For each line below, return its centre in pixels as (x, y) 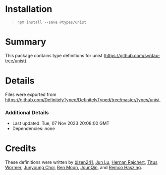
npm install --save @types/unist (52, 22)
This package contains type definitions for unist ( (55, 55)
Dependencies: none (34, 129)
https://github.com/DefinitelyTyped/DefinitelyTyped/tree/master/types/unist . (83, 99)
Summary (26, 42)
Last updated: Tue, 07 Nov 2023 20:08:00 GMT (61, 123)
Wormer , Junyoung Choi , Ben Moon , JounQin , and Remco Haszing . (74, 168)
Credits (21, 149)
